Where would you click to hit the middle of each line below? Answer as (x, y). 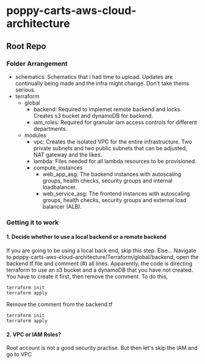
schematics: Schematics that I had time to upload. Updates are (94, 76)
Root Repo (27, 46)
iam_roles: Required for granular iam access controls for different (115, 122)
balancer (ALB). (62, 206)
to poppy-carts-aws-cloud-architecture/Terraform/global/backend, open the (103, 257)
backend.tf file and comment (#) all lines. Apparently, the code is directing (99, 264)
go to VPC (19, 354)
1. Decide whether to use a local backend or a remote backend (86, 237)
